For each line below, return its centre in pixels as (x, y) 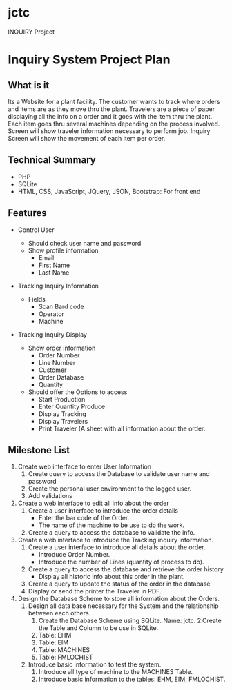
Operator (51, 314)
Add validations (50, 496)
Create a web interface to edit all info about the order (93, 503)
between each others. (59, 613)
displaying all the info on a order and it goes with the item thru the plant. (110, 116)
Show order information (62, 348)
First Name (54, 265)
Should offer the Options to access (78, 392)
